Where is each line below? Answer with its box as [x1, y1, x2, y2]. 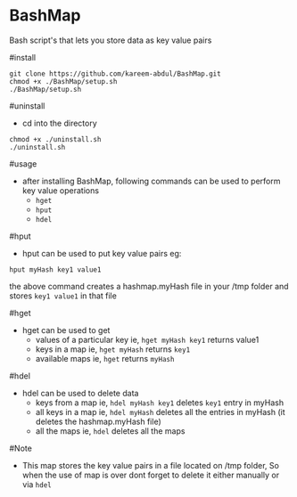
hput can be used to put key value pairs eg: [21, 248, 182, 258]
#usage [9, 158, 37, 169]
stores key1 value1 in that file [9, 290, 118, 301]
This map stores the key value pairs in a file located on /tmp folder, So [21, 460, 279, 470]
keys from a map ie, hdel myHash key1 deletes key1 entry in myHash [35, 397, 284, 408]
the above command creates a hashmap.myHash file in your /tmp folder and [9, 281, 289, 291]
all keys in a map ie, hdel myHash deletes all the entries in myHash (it [35, 406, 285, 417]
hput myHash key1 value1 [9, 265, 102, 274]
